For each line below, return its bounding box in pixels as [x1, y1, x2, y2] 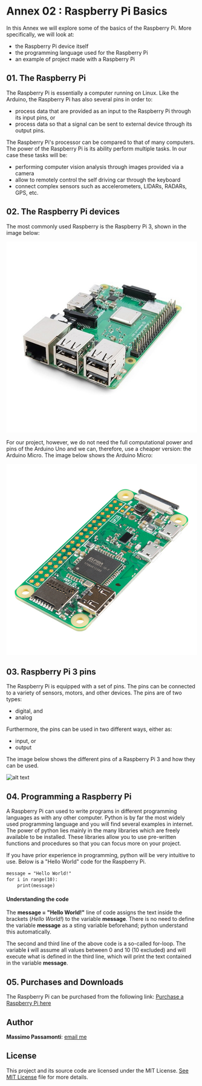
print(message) [17, 883, 56, 889]
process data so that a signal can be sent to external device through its [15, 120, 192, 127]
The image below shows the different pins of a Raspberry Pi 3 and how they [6, 756, 195, 763]
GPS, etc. [15, 189, 39, 196]
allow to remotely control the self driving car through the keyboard [15, 176, 181, 183]
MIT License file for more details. [6, 1073, 89, 1081]
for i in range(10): [6, 877, 59, 883]
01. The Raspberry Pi [6, 73, 86, 83]
